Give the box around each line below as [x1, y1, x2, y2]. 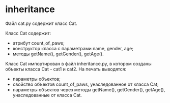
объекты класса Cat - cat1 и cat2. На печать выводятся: [5, 66, 127, 72]
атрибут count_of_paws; [12, 40, 65, 46]
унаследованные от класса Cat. [12, 92, 82, 98]
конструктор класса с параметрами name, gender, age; [12, 45, 134, 51]
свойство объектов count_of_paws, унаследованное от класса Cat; [12, 81, 159, 87]
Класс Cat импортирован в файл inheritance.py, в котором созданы [5, 60, 152, 66]
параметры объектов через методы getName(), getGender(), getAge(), [12, 86, 165, 92]
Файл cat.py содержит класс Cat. [5, 20, 77, 26]
